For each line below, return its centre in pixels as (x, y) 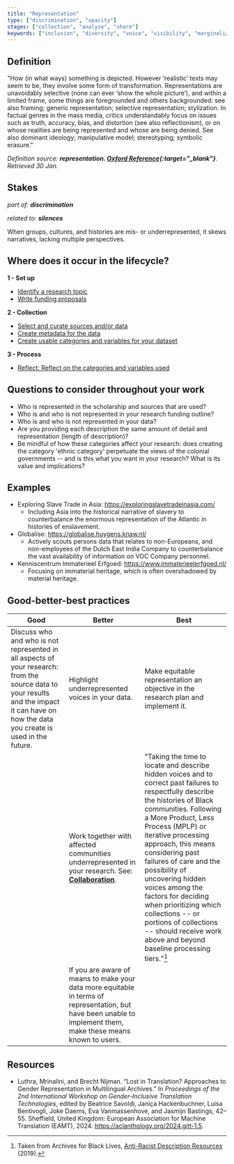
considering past (172, 853)
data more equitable (101, 987)
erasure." (20, 145)
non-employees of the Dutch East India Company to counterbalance (125, 549)
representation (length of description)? (73, 436)
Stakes (23, 188)
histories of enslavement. (64, 527)
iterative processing (177, 835)
